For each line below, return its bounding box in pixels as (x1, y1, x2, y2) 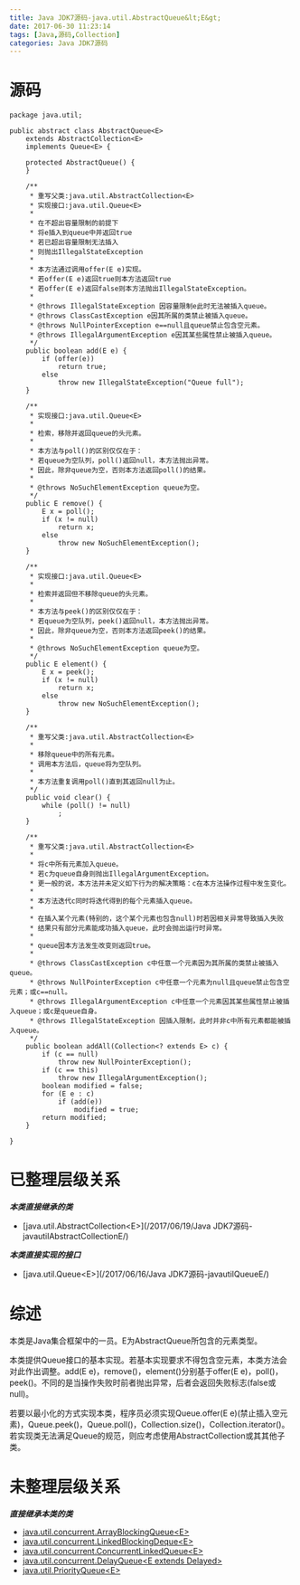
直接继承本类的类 (9, 1508, 73, 1519)
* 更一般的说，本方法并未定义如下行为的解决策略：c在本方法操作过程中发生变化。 (29, 879, 291, 888)
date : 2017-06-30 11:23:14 (9, 22, 111, 31)
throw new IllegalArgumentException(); (57, 1074, 208, 1083)
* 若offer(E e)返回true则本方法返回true (29, 275, 172, 284)
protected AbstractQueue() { (25, 158, 136, 167)
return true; (57, 363, 107, 372)
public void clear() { (25, 793, 111, 802)
